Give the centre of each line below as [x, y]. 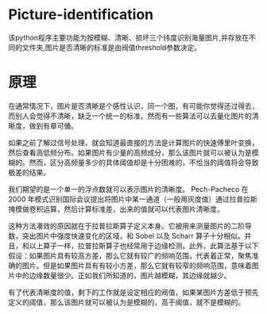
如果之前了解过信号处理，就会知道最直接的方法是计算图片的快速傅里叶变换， [133, 142]
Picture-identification [81, 15]
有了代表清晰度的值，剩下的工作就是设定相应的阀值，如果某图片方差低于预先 [133, 292]
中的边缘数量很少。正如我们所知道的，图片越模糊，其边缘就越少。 [123, 275]
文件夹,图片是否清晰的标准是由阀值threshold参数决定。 [112, 47]
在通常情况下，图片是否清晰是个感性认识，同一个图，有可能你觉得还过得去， [133, 105]
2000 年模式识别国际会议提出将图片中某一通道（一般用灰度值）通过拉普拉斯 [133, 199]
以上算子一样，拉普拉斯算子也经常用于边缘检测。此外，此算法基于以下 [144, 245]
